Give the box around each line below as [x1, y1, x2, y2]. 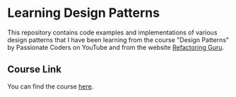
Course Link [7, 63, 62, 75]
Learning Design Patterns [7, 5, 160, 21]
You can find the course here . [7, 82, 94, 91]
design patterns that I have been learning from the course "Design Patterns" [7, 35, 230, 44]
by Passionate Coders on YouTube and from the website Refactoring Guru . [7, 43, 225, 51]
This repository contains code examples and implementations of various [7, 28, 218, 37]
